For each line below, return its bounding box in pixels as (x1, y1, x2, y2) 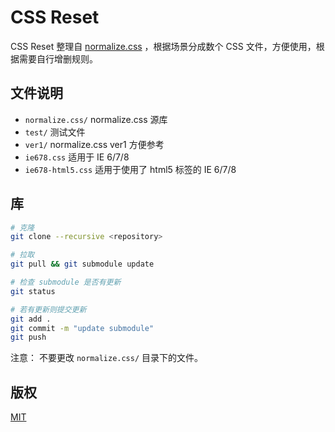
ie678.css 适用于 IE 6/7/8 (24, 151, 130, 163)
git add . (10, 314, 52, 324)
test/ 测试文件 (24, 126, 86, 138)
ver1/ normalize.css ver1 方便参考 (24, 138, 165, 150)
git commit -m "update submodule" (10, 323, 155, 333)
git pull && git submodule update (10, 259, 155, 270)
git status (10, 286, 56, 296)
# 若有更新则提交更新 (10, 304, 87, 315)
